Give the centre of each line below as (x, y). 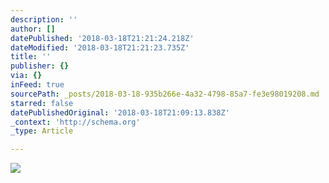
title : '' (31, 57)
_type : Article (42, 131)
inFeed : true (37, 85)
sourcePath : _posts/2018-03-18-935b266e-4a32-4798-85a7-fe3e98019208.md (165, 94)
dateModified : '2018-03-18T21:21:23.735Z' (100, 47)
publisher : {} (40, 66)
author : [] (33, 29)
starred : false (42, 103)
